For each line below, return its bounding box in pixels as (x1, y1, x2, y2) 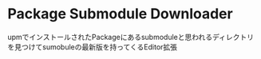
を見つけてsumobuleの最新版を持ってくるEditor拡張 (7, 41, 177, 52)
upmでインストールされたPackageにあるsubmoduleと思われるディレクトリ (7, 32, 255, 41)
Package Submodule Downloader (7, 5, 233, 23)
